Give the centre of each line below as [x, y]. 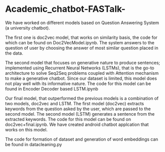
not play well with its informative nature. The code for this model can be [78, 83]
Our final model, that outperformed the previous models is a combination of [82, 98]
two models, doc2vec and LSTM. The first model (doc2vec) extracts [75, 103]
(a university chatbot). [28, 28]
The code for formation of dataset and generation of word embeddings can [82, 139]
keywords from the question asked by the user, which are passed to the [78, 109]
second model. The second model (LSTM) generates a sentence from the [80, 114]
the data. [14, 53]
